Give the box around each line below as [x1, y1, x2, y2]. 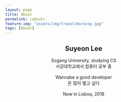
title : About [5, 12, 32, 17]
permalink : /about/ [5, 16, 46, 21]
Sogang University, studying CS [51, 57, 117, 63]
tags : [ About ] [5, 26, 35, 31]
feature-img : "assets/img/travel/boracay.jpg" [5, 21, 104, 26]
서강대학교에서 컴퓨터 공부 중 [55, 63, 112, 69]
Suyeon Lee [65, 44, 103, 53]
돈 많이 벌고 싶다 [68, 80, 100, 86]
